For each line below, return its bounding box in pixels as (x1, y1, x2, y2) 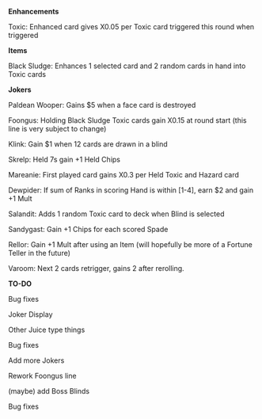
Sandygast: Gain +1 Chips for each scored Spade (8, 225, 169, 234)
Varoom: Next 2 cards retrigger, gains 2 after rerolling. (8, 264, 184, 272)
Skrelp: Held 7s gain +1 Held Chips (8, 154, 121, 164)
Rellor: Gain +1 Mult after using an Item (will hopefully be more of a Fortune (8, 240, 253, 249)
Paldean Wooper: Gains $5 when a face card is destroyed (8, 101, 196, 109)
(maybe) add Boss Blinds (8, 387, 89, 395)
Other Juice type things (8, 325, 85, 334)
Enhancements (8, 7, 59, 16)
